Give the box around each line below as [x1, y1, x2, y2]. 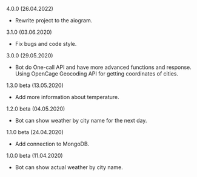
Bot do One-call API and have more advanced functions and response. [15, 63, 192, 71]
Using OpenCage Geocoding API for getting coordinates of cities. [15, 70, 179, 77]
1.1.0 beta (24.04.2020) [6, 129, 64, 135]
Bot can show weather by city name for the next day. [15, 117, 147, 124]
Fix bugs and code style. [15, 40, 77, 47]
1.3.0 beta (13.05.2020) [6, 82, 64, 89]
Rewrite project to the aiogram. [15, 17, 93, 24]
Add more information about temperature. [15, 94, 119, 100]
